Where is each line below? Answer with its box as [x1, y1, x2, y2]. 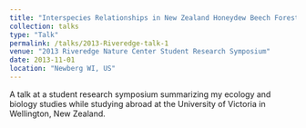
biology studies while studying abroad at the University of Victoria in [9, 98, 266, 109]
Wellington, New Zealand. [9, 108, 107, 119]
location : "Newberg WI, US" [9, 64, 117, 74]
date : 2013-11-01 [9, 55, 76, 64]
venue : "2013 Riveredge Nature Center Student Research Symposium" [9, 47, 271, 56]
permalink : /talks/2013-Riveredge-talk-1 [9, 38, 169, 48]
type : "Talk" [9, 30, 59, 39]
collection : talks [9, 22, 79, 31]
